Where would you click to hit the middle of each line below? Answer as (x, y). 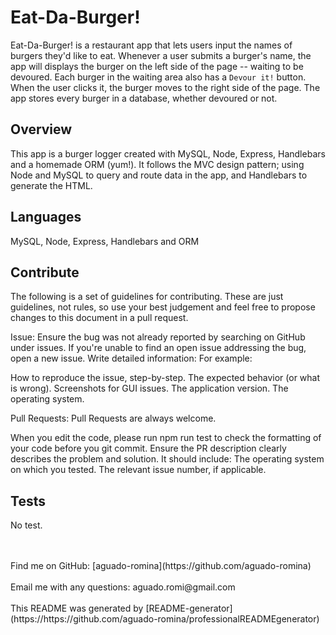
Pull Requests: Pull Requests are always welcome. (113, 418)
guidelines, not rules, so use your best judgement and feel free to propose (163, 307)
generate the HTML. (51, 185)
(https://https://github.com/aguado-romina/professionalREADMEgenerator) (165, 619)
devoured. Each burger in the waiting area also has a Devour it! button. (158, 77)
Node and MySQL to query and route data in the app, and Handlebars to (159, 175)
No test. (26, 525)
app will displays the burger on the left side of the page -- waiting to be (157, 66)
